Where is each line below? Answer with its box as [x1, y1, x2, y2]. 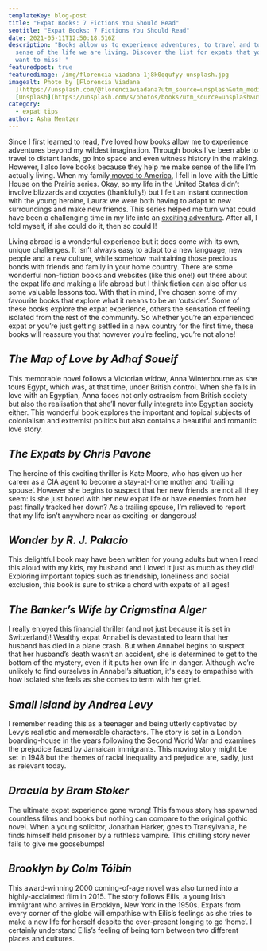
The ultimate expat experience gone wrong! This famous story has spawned [8, 805, 258, 814]
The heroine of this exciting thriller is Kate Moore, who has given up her [8, 468, 242, 477]
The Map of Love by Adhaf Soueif [8, 353, 179, 366]
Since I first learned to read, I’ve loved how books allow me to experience [8, 137, 249, 146]
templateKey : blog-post [8, 11, 87, 20]
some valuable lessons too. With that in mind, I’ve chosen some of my [8, 287, 237, 296]
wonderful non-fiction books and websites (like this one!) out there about [8, 270, 248, 280]
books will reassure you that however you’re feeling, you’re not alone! [8, 329, 236, 338]
